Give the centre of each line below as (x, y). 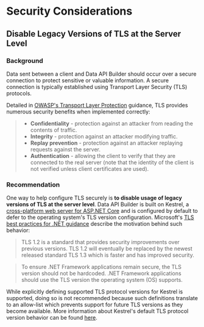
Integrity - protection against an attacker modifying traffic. (104, 136)
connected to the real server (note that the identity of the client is (112, 162)
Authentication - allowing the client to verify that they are (103, 156)
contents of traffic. (54, 130)
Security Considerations (69, 11)
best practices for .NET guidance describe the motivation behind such (94, 224)
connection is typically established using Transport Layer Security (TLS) (97, 87)
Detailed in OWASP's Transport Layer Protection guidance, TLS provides (97, 105)
